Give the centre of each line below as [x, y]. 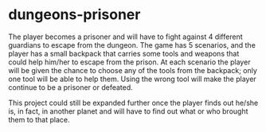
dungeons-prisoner [74, 15]
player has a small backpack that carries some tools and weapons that [124, 53]
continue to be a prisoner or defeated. [70, 87]
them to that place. [39, 119]
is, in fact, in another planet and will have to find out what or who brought [128, 111]
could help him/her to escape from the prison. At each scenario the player [129, 62]
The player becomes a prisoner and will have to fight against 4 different [125, 37]
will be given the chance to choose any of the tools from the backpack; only [133, 70]
